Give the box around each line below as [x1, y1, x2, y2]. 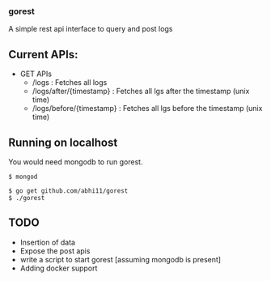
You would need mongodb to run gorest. [8, 156, 143, 167]
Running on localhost [8, 135, 118, 149]
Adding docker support [19, 263, 98, 273]
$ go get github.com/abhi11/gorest [8, 186, 129, 195]
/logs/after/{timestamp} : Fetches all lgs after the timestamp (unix [32, 87, 250, 96]
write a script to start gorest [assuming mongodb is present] [19, 254, 221, 264]
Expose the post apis [19, 245, 91, 256]
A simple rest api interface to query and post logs [8, 24, 173, 34]
